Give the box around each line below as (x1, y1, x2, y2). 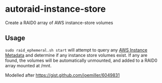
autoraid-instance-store (5, 3, 106, 15)
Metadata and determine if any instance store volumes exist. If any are (5, 52, 148, 58)
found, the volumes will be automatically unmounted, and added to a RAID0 (5, 57, 158, 63)
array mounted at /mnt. (5, 62, 52, 68)
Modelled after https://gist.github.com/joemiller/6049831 (5, 72, 120, 78)
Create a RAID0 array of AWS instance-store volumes (5, 20, 113, 26)
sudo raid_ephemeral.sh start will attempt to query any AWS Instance (5, 47, 148, 53)
